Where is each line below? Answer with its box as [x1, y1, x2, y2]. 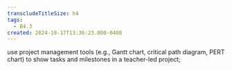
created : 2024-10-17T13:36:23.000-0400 [7, 29, 123, 36]
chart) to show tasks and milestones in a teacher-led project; [7, 56, 181, 64]
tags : [7, 16, 23, 23]
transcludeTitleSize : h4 [7, 10, 79, 17]
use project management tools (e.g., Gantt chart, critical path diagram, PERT [7, 48, 225, 56]
